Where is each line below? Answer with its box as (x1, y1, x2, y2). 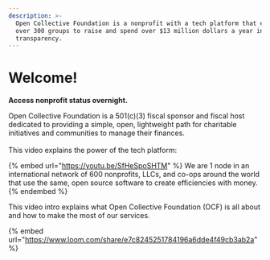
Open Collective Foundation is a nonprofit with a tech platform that (15, 19, 257, 27)
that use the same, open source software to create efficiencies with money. (8, 178, 259, 188)
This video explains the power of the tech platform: (8, 146, 178, 155)
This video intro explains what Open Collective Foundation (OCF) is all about (8, 202, 261, 212)
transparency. (15, 34, 63, 43)
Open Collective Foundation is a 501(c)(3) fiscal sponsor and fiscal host (8, 111, 245, 121)
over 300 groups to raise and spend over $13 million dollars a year (15, 27, 253, 35)
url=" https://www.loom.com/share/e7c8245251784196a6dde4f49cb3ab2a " (8, 235, 258, 245)
